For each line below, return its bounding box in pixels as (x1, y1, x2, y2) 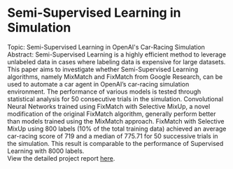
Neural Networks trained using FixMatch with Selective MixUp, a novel (7, 102, 211, 110)
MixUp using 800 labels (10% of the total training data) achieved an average (7, 124, 227, 133)
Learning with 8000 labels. (7, 147, 85, 155)
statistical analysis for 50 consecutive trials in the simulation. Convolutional (7, 94, 224, 103)
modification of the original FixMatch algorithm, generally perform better (7, 110, 216, 118)
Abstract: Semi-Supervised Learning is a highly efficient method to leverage (7, 50, 226, 59)
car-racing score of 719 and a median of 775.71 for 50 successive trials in (7, 131, 218, 140)
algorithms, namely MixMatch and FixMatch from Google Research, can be (7, 72, 223, 81)
